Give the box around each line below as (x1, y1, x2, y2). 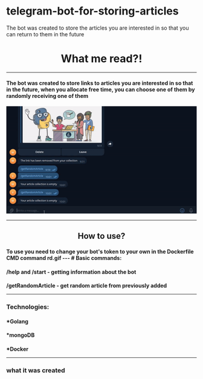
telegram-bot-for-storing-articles (6, 4, 179, 18)
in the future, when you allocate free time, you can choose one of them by (6, 86, 195, 93)
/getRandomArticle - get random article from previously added (6, 282, 167, 290)
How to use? (77, 231, 126, 241)
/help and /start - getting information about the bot (6, 268, 137, 276)
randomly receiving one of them (6, 92, 89, 100)
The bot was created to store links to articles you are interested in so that (6, 80, 193, 87)
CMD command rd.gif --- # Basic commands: (6, 254, 122, 261)
